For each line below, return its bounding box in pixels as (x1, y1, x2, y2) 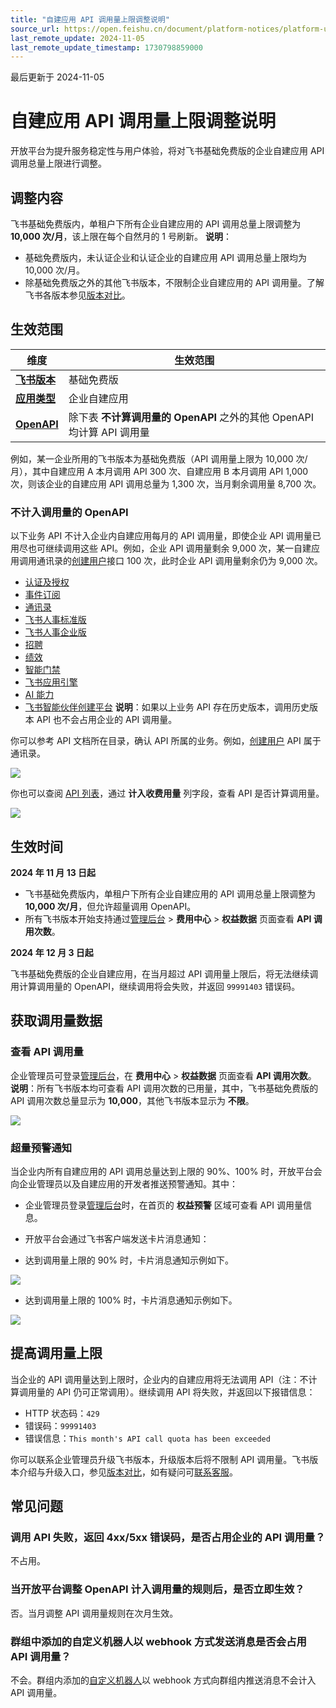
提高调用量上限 (10, 1345, 103, 1362)
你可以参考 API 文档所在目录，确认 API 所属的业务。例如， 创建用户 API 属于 (10, 735, 322, 747)
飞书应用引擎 (24, 676, 78, 688)
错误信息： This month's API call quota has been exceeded (24, 1432, 271, 1444)
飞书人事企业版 (24, 626, 87, 638)
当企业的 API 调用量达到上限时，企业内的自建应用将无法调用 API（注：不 (10, 1373, 309, 1385)
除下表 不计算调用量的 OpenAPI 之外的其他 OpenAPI (68, 410, 315, 424)
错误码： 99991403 (24, 1419, 97, 1431)
